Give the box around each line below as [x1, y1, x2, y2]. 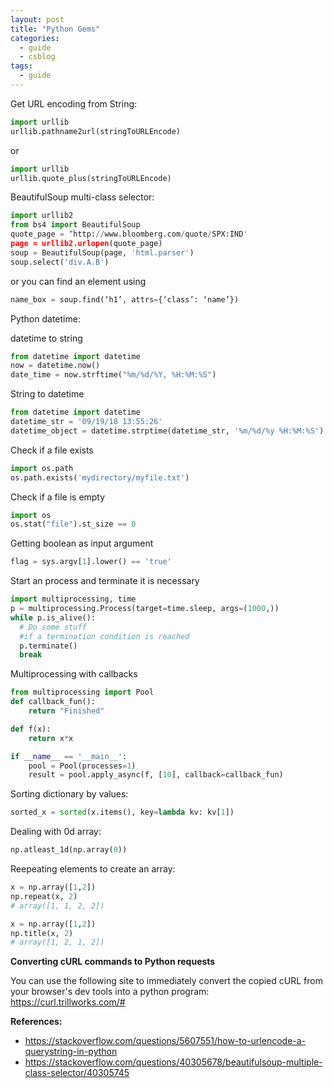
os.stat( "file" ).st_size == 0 [10, 519, 137, 530]
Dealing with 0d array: [10, 826, 102, 838]
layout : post [10, 14, 65, 25]
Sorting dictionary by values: [10, 788, 129, 800]
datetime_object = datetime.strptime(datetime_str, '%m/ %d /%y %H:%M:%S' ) [10, 426, 325, 436]
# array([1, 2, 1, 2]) [10, 937, 105, 948]
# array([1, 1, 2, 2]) [10, 901, 105, 911]
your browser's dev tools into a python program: [10, 986, 210, 998]
